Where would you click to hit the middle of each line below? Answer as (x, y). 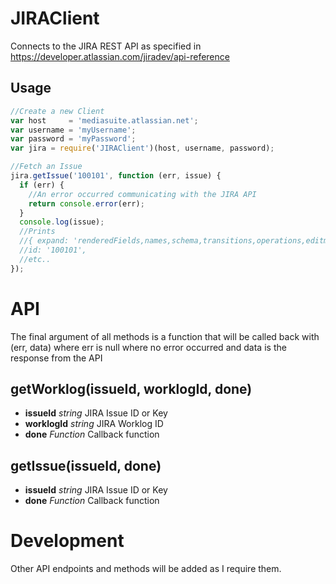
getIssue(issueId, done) (86, 465)
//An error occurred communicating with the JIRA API (142, 194)
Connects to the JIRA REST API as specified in (106, 46)
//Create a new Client (57, 111)
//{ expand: (44, 241)
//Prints (37, 232)
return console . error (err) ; (86, 203)
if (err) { (42, 185)
